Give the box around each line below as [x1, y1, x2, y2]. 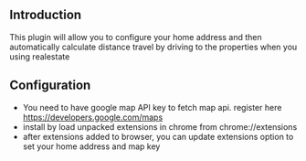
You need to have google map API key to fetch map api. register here [22, 102, 282, 113]
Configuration [9, 78, 91, 93]
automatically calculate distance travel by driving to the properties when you [9, 41, 298, 52]
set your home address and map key [22, 141, 161, 152]
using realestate [9, 50, 70, 62]
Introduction [9, 7, 82, 23]
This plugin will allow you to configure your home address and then [9, 31, 262, 42]
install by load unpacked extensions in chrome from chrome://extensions [22, 121, 298, 132]
